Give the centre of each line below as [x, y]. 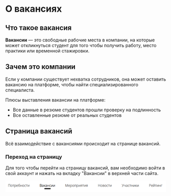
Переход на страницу [34, 157]
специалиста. [20, 90]
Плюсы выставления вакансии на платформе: [55, 100]
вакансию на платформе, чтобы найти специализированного [72, 84]
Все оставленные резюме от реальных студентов [67, 115]
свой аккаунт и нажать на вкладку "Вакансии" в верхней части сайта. [82, 173]
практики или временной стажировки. [47, 51]
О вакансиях [34, 9]
